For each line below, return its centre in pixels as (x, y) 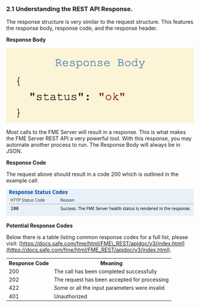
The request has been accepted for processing (111, 280)
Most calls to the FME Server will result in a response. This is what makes (96, 132)
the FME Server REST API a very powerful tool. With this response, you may (99, 138)
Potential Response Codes (40, 226)
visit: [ (14, 244)
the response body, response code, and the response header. (82, 28)
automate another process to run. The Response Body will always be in (93, 144)
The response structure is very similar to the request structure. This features (100, 22)
